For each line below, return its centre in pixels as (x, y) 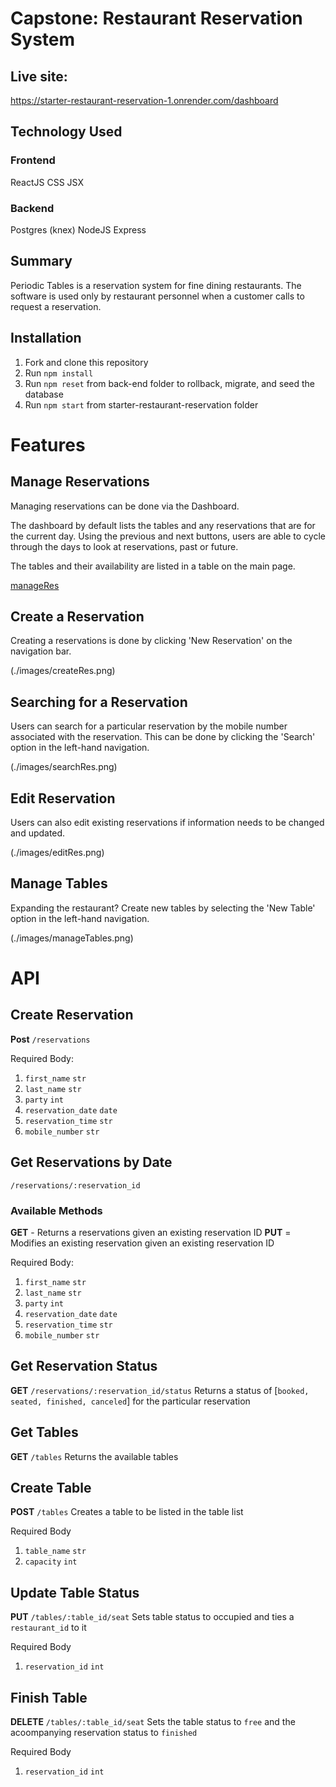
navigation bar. (41, 651)
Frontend (33, 160)
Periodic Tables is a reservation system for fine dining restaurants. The (156, 285)
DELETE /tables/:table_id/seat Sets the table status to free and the (153, 1722)
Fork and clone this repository (86, 362)
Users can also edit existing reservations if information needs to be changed (167, 823)
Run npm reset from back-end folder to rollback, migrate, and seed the (170, 383)
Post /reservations (50, 1039)
